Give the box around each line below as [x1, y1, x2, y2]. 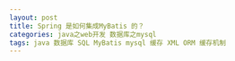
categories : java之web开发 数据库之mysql [9, 30, 157, 39]
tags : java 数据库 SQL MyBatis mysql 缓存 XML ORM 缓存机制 [9, 38, 227, 48]
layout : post [9, 13, 58, 22]
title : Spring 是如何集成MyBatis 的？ [9, 22, 145, 30]
